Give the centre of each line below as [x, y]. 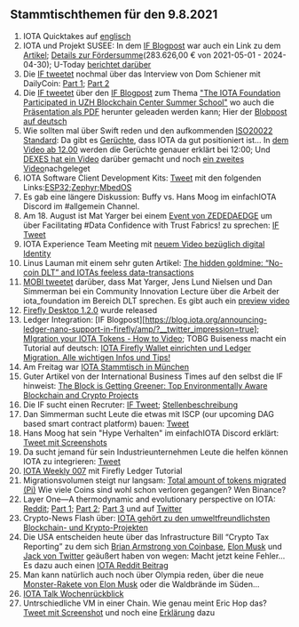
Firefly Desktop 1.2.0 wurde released [90, 309]
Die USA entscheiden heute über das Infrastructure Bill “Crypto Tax [146, 536]
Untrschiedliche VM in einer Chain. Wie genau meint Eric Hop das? [145, 603]
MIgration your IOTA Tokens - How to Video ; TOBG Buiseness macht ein [154, 338]
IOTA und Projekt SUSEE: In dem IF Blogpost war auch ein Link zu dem [152, 45]
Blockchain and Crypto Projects [81, 395]
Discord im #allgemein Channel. [81, 206]
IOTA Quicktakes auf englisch [77, 36]
